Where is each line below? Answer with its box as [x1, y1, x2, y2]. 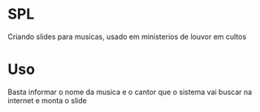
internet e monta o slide [7, 95, 87, 106]
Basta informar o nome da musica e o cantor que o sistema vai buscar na [7, 87, 253, 97]
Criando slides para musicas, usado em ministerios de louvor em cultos [7, 32, 247, 41]
